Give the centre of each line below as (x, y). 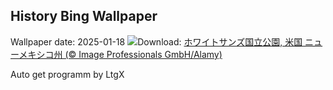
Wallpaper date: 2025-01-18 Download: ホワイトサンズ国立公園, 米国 (156, 41)
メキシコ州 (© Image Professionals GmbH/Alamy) (120, 54)
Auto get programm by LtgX (67, 74)
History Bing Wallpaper (84, 16)
